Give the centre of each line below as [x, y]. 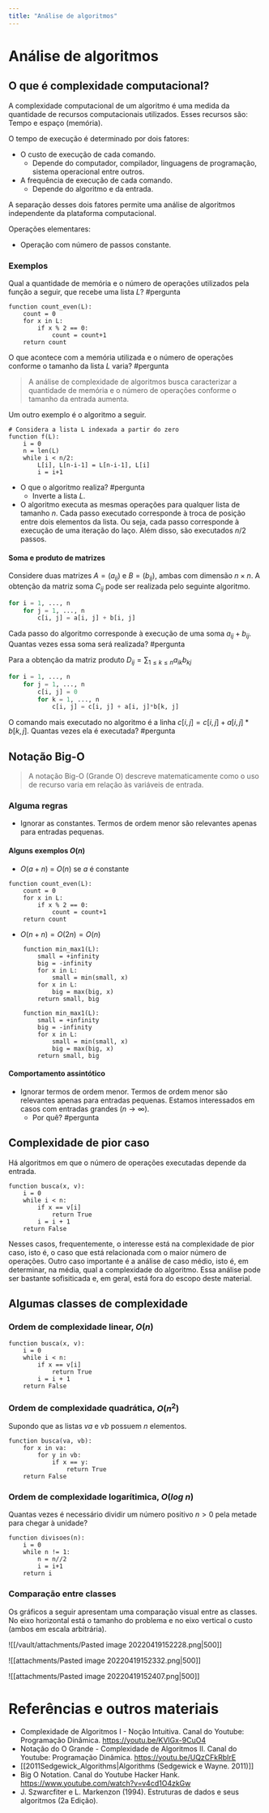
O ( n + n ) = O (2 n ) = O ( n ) [60, 934]
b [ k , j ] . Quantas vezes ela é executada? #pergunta [92, 731]
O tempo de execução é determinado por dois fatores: [99, 138]
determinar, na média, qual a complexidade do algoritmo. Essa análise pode [134, 1269]
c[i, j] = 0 [58, 692]
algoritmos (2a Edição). [59, 1800]
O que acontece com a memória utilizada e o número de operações [121, 357]
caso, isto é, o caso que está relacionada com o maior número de [117, 1252]
